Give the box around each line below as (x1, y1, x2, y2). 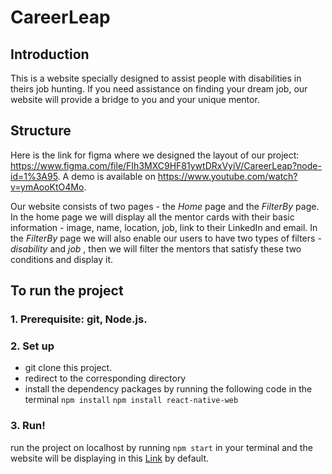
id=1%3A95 (10, 170, 58, 182)
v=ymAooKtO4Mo (10, 181, 85, 193)
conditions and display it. (10, 253, 114, 265)
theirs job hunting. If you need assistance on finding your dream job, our (10, 83, 308, 95)
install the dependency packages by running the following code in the (24, 383, 313, 395)
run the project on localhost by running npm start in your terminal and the (10, 441, 313, 453)
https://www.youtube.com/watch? (157, 170, 298, 182)
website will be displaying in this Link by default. (10, 452, 210, 464)
